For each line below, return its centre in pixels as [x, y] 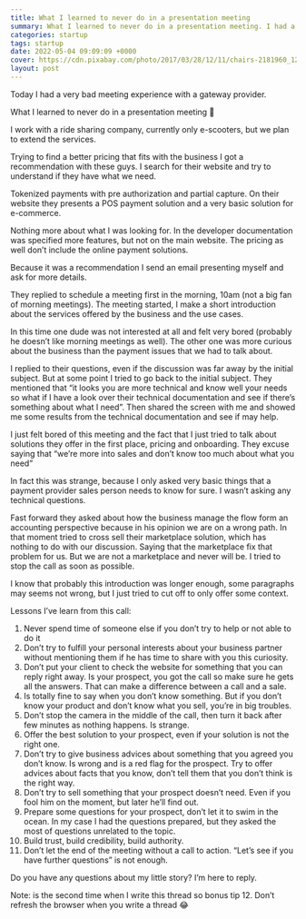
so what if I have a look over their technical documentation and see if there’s [153, 397]
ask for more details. [49, 277]
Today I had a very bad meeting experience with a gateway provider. [138, 94]
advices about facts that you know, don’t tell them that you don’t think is [158, 773]
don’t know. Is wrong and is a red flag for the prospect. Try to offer [148, 763]
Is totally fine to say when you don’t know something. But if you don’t [153, 696]
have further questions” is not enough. [96, 860]
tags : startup [37, 43]
